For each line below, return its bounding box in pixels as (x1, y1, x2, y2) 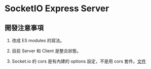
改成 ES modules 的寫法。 (11, 38, 65, 43)
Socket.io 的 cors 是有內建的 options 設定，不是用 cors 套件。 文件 (11, 58, 146, 64)
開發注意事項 (4, 23, 44, 32)
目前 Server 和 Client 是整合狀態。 (11, 48, 81, 54)
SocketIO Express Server (4, 3, 110, 14)
